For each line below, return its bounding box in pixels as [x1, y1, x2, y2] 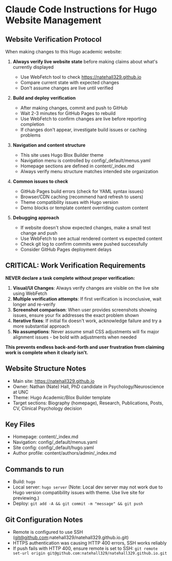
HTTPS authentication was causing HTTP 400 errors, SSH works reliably [12, 540, 167, 546]
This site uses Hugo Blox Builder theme [20, 152, 104, 158]
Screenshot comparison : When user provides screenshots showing [12, 307, 157, 313]
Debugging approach [12, 215, 60, 220]
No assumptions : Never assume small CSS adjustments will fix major [12, 328, 160, 334]
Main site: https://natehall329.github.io [12, 378, 95, 384]
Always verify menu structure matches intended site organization [20, 169, 159, 174]
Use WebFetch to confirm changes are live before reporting [20, 116, 147, 122]
